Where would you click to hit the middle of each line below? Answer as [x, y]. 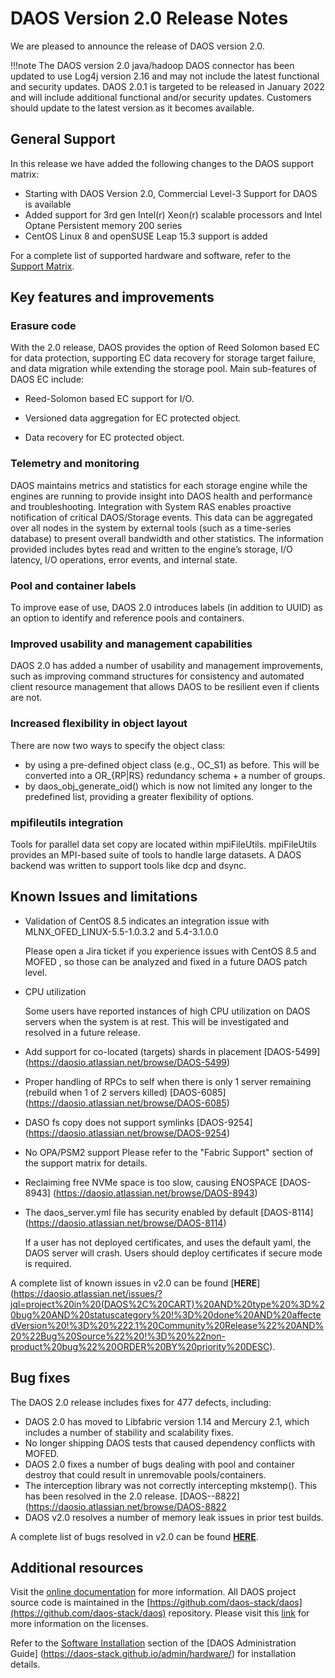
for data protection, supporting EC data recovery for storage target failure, [163, 358]
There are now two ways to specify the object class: [118, 745]
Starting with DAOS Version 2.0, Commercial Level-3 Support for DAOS [171, 193]
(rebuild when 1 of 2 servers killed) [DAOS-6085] [125, 1092]
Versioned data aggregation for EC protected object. [133, 418]
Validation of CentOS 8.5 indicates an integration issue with [147, 921]
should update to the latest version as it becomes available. [132, 108]
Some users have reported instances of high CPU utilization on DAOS [167, 1011]
